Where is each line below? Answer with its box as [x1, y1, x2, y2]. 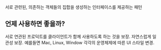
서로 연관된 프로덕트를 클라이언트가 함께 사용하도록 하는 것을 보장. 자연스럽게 [5, 33, 152, 39]
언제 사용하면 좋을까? [5, 20, 65, 28]
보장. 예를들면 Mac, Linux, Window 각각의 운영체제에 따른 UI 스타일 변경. [14, 39, 155, 45]
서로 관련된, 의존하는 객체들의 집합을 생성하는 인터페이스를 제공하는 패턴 [5, 4, 142, 10]
